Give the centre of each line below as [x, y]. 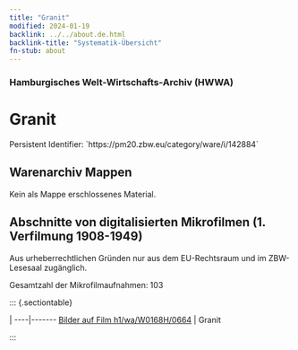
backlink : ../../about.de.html [68, 34]
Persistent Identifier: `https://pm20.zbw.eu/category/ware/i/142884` [134, 144]
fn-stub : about [38, 51]
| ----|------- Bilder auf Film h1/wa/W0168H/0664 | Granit [115, 319]
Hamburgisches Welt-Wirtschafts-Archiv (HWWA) [122, 83]
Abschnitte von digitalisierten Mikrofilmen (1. [137, 222]
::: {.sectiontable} [41, 302]
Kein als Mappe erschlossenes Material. [83, 194]
